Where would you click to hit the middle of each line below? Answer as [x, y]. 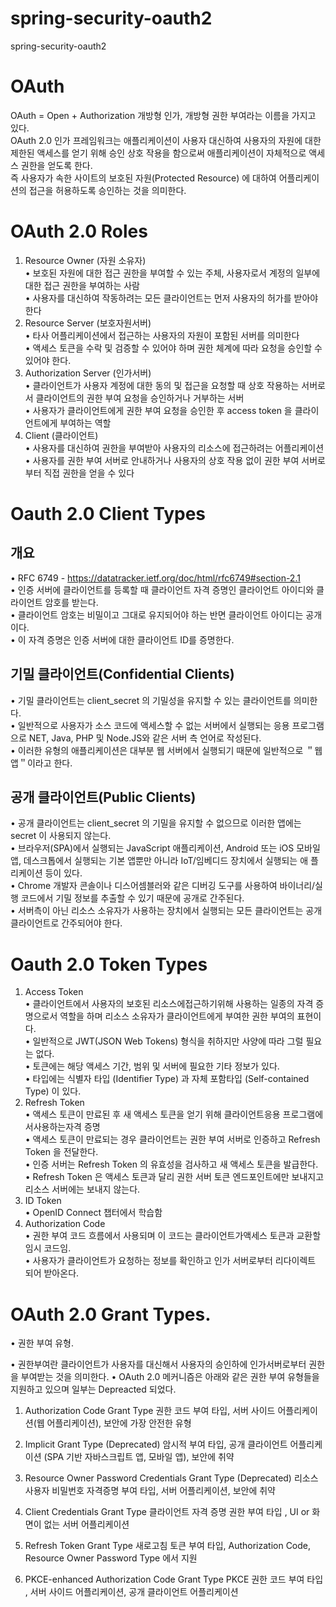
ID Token [43, 1201]
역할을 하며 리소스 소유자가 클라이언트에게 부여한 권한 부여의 [177, 1016]
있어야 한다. [48, 360]
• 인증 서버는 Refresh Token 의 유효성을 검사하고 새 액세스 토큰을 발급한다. [171, 1164]
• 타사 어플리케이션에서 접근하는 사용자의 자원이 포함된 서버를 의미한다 [162, 335]
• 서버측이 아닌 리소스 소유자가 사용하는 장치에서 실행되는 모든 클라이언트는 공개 [166, 911]
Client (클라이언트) [61, 435]
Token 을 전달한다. [61, 1152]
